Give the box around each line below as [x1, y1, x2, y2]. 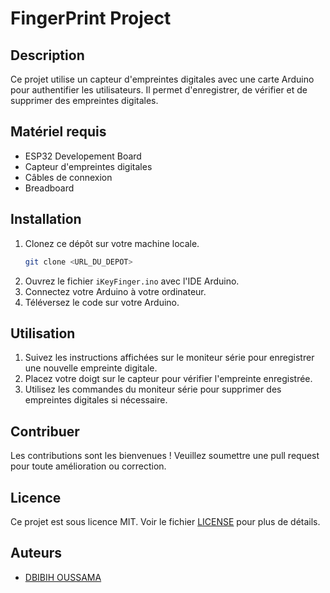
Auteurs [10, 545, 63, 562]
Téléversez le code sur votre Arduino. [24, 296, 180, 308]
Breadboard [24, 182, 75, 194]
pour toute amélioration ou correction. [10, 460, 167, 472]
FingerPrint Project [10, 7, 172, 30]
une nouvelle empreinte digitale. [24, 362, 158, 374]
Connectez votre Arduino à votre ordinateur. [24, 285, 207, 297]
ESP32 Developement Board [24, 150, 142, 162]
